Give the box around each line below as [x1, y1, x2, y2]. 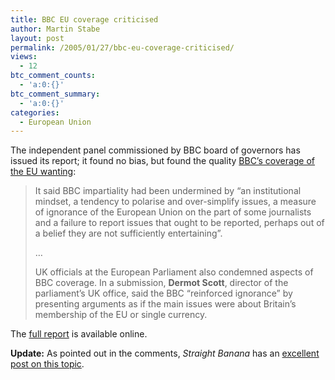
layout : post [10, 33, 65, 43]
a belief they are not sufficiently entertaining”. [34, 227, 223, 240]
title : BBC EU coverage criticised [10, 14, 159, 25]
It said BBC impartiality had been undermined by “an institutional [34, 185, 302, 197]
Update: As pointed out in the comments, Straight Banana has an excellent [10, 347, 320, 360]
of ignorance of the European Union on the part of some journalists [34, 206, 312, 218]
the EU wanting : [10, 166, 77, 178]
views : [10, 52, 38, 62]
